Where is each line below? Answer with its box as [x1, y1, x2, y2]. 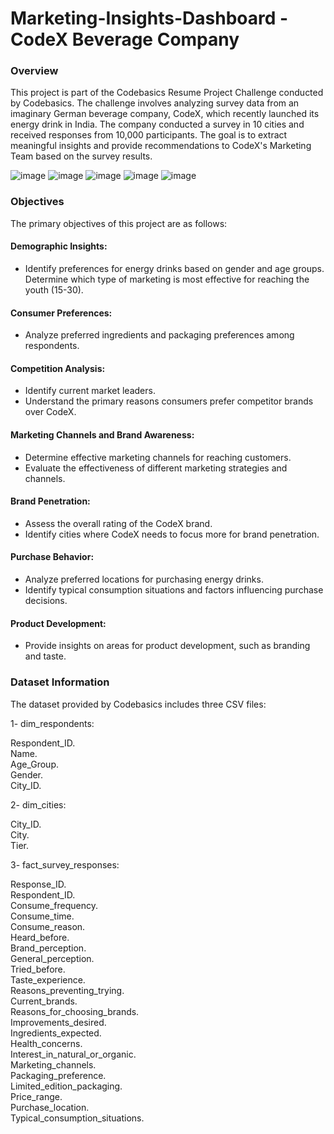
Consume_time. [10, 910, 75, 922]
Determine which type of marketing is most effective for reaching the [24, 273, 310, 285]
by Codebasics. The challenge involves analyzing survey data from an [10, 97, 300, 109]
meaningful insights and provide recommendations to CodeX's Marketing [10, 140, 312, 152]
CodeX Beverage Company [10, 28, 240, 51]
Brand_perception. [10, 942, 87, 954]
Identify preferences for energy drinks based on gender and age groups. [24, 262, 325, 274]
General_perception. [10, 952, 95, 964]
